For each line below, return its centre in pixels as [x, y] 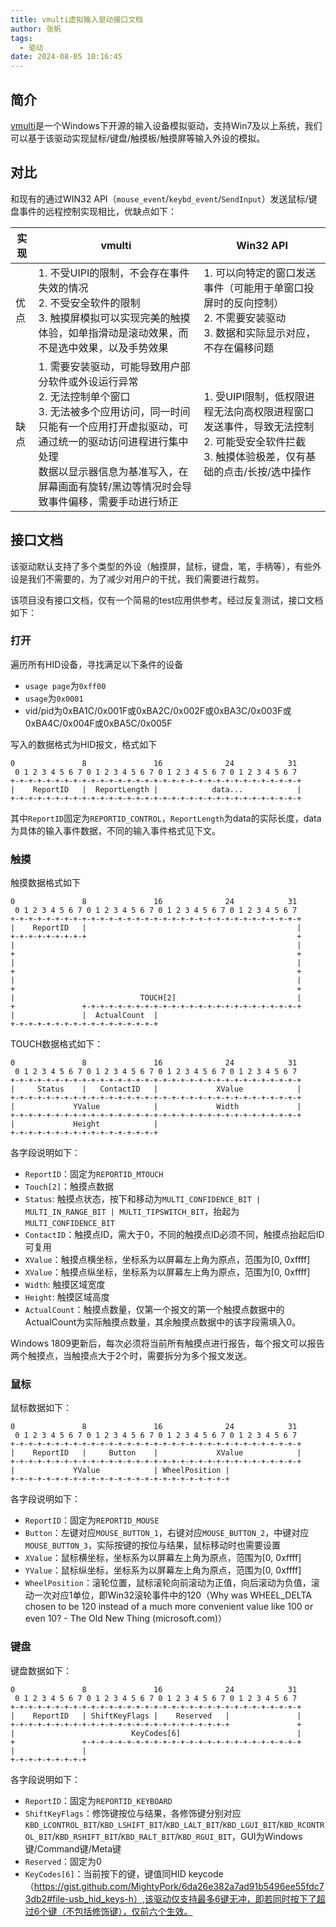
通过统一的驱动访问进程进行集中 [113, 441]
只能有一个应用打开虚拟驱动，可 [113, 426]
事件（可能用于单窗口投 [259, 288]
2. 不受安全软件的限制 [89, 303]
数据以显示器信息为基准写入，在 [113, 471]
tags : [21, 38]
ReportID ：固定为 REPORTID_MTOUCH [94, 1174]
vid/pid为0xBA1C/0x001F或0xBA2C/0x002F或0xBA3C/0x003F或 [158, 710]
